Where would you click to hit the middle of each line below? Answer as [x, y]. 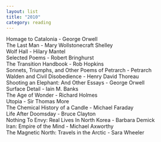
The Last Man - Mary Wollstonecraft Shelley [60, 45]
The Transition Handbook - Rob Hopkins [55, 64]
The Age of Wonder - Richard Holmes [52, 95]
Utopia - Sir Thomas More [38, 102]
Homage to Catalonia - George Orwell [52, 39]
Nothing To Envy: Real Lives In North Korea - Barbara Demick [80, 120]
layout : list [22, 11]
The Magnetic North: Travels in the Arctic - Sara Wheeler [75, 133]
